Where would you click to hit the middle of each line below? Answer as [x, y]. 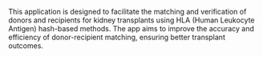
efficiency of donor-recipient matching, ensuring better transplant [117, 37]
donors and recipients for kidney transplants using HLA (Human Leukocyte [131, 20]
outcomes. [26, 46]
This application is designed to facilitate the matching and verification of [127, 12]
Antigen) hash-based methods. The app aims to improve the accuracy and [131, 28]
